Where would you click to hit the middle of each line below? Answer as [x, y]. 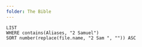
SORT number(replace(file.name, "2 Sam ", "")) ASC [71, 38]
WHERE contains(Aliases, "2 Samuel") [53, 33]
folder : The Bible [29, 11]
